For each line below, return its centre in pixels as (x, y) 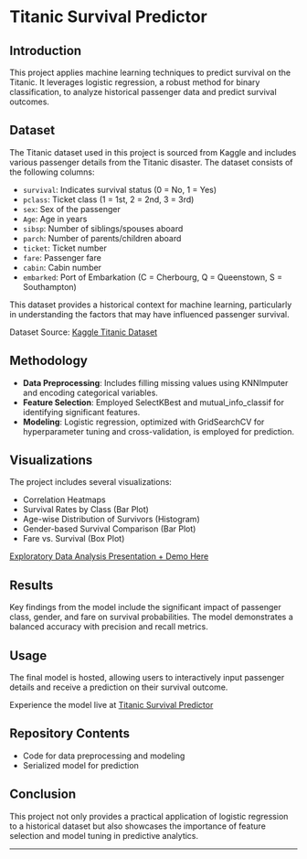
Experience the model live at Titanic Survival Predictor (111, 705)
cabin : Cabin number (62, 267)
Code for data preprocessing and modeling (104, 756)
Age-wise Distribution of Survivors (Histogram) (111, 520)
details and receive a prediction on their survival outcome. (119, 687)
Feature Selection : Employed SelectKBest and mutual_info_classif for (153, 402)
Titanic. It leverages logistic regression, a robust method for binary (135, 82)
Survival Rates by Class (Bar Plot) (85, 510)
